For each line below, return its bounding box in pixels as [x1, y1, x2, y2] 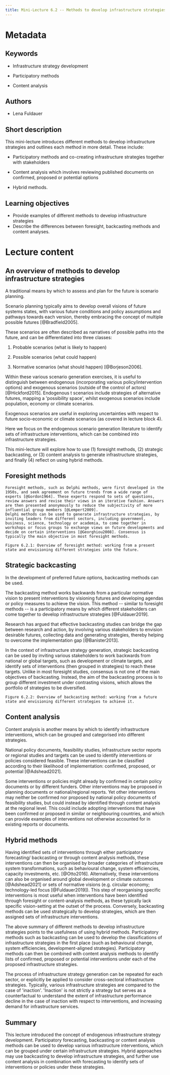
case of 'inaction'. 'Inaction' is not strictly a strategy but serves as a [5, 987, 146, 993]
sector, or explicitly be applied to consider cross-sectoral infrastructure [5, 977, 154, 983]
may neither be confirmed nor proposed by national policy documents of [5, 794, 157, 800]
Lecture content [5, 246, 74, 258]
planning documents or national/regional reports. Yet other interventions [5, 789, 156, 795]
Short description [5, 125, 62, 134]
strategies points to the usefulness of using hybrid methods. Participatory [5, 929, 159, 935]
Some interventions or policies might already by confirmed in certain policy [5, 778, 162, 784]
